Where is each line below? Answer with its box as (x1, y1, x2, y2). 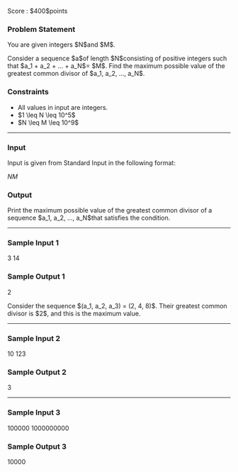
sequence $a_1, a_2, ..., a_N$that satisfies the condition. (7, 213, 171, 223)
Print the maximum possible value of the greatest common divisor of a (7, 206, 212, 215)
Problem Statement (7, 24, 76, 34)
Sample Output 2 (7, 367, 67, 377)
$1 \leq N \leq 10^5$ (17, 111, 76, 119)
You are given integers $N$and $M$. (7, 40, 115, 49)
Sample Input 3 (7, 408, 61, 417)
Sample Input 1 (7, 238, 59, 248)
